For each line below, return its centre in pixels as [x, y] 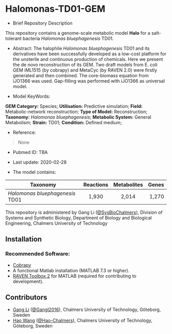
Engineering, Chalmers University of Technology [57, 223]
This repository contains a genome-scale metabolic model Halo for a [78, 33]
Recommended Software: [38, 254]
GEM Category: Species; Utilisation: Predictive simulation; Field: [74, 106]
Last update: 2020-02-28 [40, 162]
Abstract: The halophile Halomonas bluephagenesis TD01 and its [81, 48]
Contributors [26, 297]
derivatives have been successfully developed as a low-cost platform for [89, 54]
